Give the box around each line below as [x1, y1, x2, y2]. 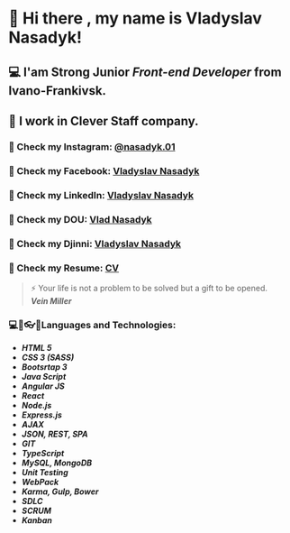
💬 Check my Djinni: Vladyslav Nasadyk [8, 237, 182, 250]
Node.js [21, 400, 52, 411]
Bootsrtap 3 [21, 362, 68, 372]
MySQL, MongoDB [21, 457, 92, 468]
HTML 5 [21, 343, 52, 354]
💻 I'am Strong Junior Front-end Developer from [8, 64, 282, 79]
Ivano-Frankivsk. [8, 83, 107, 98]
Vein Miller [30, 295, 72, 306]
